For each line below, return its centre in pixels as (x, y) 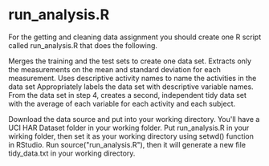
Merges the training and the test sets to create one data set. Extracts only (130, 61)
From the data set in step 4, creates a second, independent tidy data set (128, 95)
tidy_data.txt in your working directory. (72, 153)
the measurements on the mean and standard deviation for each (114, 69)
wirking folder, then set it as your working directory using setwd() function (131, 136)
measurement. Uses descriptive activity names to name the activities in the (132, 78)
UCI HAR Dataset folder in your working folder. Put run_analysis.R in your (129, 128)
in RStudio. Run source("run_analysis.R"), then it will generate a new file (127, 144)
